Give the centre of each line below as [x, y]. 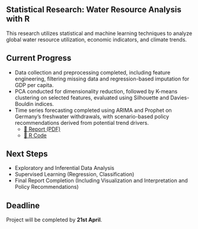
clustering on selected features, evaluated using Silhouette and [92, 98]
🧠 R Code [35, 135]
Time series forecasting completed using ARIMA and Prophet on [93, 110]
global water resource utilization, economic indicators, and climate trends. [97, 39]
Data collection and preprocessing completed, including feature [92, 72]
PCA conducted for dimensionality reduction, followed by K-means [96, 91]
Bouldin [24, 104]
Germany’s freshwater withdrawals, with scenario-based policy [92, 116]
